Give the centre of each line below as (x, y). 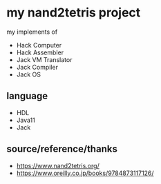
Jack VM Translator (44, 59)
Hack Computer (39, 45)
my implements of (32, 32)
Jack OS (28, 74)
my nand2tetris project (74, 13)
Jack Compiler (37, 67)
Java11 (26, 120)
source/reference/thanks (62, 149)
